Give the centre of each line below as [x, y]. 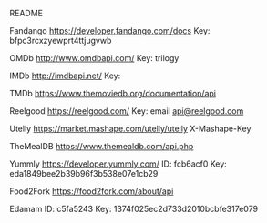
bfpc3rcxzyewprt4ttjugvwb [61, 41]
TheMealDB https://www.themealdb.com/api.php [102, 146]
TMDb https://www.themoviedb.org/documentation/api [113, 93]
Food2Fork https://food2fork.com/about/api [92, 191]
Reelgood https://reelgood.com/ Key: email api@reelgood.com [127, 111]
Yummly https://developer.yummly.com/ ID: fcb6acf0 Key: [118, 164]
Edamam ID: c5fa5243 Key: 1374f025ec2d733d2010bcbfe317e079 [133, 209]
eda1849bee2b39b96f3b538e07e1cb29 [84, 173]
